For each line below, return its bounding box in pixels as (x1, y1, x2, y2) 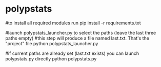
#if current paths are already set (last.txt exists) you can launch (5, 50, 139, 56)
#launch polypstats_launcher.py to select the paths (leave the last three (5, 29, 156, 36)
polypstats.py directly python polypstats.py (5, 55, 97, 61)
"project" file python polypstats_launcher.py (5, 40, 98, 46)
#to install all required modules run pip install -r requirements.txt (5, 20, 141, 26)
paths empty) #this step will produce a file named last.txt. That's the (5, 35, 150, 41)
